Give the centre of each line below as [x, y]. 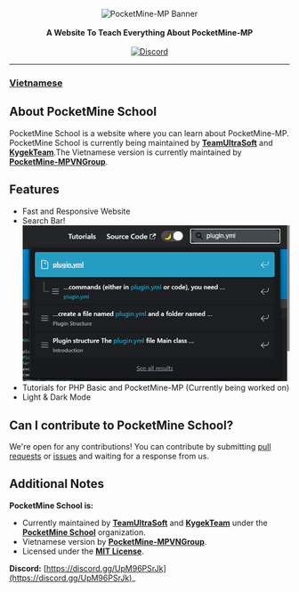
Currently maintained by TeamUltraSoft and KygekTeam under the [145, 523]
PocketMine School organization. [84, 532]
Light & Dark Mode [57, 397]
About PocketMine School [83, 112]
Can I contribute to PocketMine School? [121, 425]
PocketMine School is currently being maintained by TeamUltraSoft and [141, 142]
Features [34, 190]
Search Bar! [44, 220]
